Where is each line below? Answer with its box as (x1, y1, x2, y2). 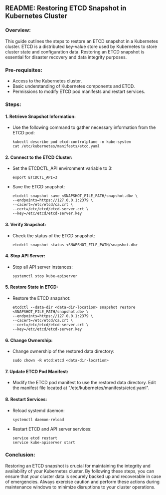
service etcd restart (12, 436, 57, 441)
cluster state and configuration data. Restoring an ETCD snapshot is (5, 48, 145, 54)
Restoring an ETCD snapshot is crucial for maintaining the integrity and (5, 463, 151, 469)
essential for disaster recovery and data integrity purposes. (5, 54, 127, 60)
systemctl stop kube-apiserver (12, 273, 78, 279)
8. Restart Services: (5, 396, 47, 402)
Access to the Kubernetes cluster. (12, 77, 82, 84)
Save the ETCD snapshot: (12, 184, 65, 190)
